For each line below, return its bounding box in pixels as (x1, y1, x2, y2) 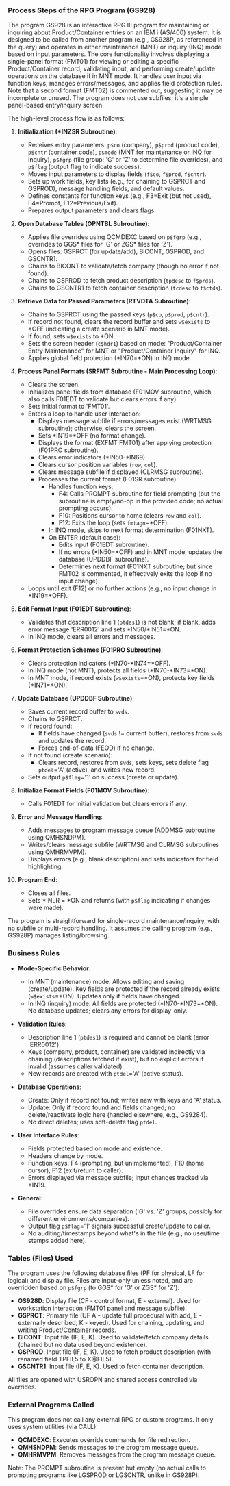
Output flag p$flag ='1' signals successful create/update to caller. (27, 1222, 212, 1230)
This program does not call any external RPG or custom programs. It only (8, 1415, 214, 1424)
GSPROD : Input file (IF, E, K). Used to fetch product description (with (17, 1348, 212, 1356)
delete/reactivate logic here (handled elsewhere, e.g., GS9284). (27, 1110, 208, 1118)
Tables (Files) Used (8, 1253, 73, 1263)
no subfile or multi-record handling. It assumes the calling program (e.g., (8, 924, 213, 933)
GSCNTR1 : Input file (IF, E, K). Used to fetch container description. (17, 1362, 205, 1370)
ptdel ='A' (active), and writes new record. (38, 766, 156, 774)
